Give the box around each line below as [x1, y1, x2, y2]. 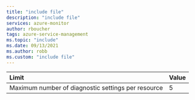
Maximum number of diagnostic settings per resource [9, 83, 163, 92]
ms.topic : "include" [6, 37, 59, 43]
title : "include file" [6, 8, 64, 15]
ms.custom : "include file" [6, 54, 75, 60]
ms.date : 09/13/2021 [6, 43, 59, 49]
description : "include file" [6, 15, 80, 21]
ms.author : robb [6, 48, 48, 55]
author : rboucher [6, 25, 51, 32]
